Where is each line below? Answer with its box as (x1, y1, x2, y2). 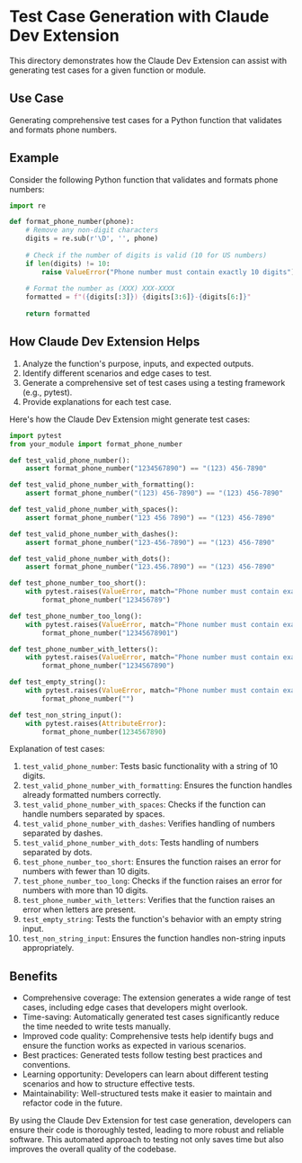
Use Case (9, 91, 65, 106)
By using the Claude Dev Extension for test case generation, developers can (9, 1115, 292, 1126)
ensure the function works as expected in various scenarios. (22, 1041, 247, 1051)
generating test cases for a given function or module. (9, 65, 207, 76)
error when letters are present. (22, 904, 137, 915)
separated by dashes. (22, 828, 103, 838)
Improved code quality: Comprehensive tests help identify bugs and (22, 1031, 274, 1042)
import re (9, 201, 47, 210)
